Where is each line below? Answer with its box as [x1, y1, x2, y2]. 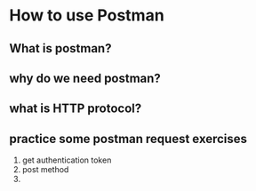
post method [21, 164, 69, 175]
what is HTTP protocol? [9, 101, 142, 116]
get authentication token [21, 155, 112, 165]
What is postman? [9, 41, 112, 56]
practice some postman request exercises [9, 131, 247, 147]
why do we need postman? [9, 70, 162, 85]
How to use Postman [9, 5, 164, 26]
